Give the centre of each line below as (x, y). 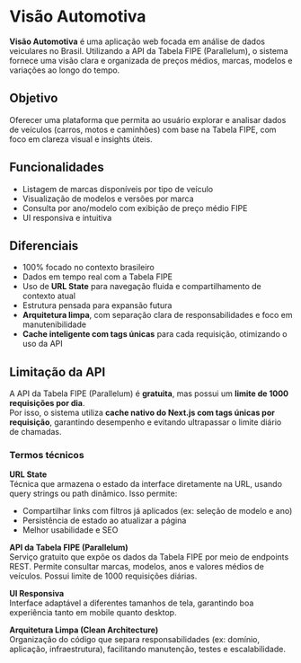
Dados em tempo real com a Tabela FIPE (97, 277)
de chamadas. (35, 432)
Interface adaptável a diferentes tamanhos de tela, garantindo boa (132, 603)
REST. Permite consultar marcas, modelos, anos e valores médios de (137, 567)
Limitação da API (58, 371)
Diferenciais (44, 246)
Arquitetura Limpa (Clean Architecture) (84, 630)
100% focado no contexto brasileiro (89, 268)
